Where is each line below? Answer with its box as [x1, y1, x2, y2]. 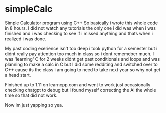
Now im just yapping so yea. [5, 102, 63, 108]
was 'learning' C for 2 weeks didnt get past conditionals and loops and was [5, 56, 160, 62]
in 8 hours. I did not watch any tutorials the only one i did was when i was [5, 25, 156, 31]
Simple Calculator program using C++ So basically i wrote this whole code [5, 20, 158, 26]
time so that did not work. [5, 92, 58, 98]
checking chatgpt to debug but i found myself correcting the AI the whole [5, 87, 156, 93]
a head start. [5, 72, 31, 78]
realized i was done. [5, 36, 46, 42]
